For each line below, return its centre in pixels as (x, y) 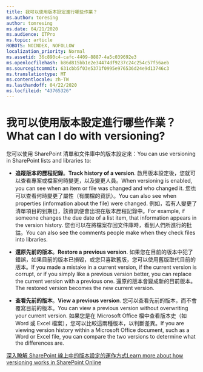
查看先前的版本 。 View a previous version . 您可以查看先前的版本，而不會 (106, 300)
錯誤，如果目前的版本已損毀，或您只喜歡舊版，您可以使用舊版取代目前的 (105, 259)
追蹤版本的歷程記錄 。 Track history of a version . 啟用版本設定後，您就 (103, 173)
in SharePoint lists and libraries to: (49, 160)
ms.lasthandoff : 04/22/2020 (42, 86)
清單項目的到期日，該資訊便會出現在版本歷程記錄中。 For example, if (100, 211)
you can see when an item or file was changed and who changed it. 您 (103, 188)
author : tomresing (29, 23)
